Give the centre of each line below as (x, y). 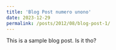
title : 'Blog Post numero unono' (49, 12)
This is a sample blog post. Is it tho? (51, 41)
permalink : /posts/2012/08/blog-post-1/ (59, 23)
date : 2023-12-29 (28, 18)
